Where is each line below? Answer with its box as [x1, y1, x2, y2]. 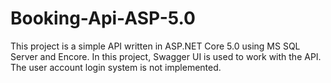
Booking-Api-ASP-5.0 [10, 7, 196, 30]
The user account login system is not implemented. [10, 61, 222, 73]
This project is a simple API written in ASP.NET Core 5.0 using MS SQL [10, 40, 301, 52]
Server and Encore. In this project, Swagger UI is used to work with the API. [10, 50, 322, 62]
